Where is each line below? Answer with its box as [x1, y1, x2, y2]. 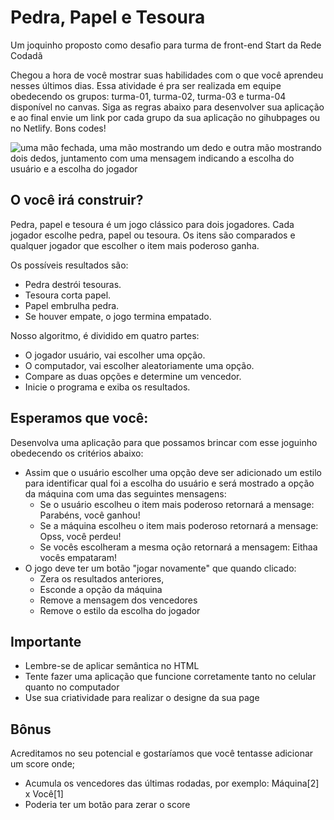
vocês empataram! [39, 551, 117, 563]
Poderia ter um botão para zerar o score [24, 799, 191, 811]
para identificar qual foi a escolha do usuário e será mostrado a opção [24, 477, 315, 489]
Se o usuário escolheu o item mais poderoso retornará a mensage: [39, 498, 315, 510]
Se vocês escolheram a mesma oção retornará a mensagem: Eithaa [39, 541, 318, 553]
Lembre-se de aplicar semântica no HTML [24, 660, 200, 672]
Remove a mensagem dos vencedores [39, 594, 198, 606]
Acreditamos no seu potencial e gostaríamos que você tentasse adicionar [10, 747, 314, 760]
